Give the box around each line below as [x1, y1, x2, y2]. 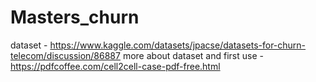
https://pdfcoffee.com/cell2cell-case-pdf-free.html [10, 60, 221, 72]
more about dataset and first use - [122, 49, 264, 61]
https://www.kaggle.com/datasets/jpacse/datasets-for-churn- [49, 39, 307, 51]
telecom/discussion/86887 [10, 49, 121, 61]
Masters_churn [10, 6, 140, 29]
